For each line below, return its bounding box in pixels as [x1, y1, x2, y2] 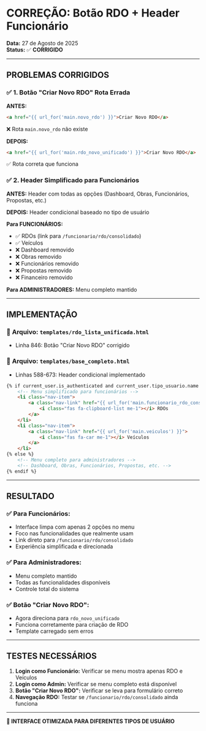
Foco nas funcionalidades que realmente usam [15, 530, 134, 537]
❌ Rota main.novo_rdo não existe [6, 125, 88, 132]
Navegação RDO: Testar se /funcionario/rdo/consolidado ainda [15, 693, 178, 700]
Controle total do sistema [15, 585, 79, 592]
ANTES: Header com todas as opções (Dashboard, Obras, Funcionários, [6, 190, 189, 197]
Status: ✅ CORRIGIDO [6, 46, 63, 53]
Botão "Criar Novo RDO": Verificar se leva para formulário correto [15, 687, 183, 694]
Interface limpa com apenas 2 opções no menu [15, 523, 135, 530]
